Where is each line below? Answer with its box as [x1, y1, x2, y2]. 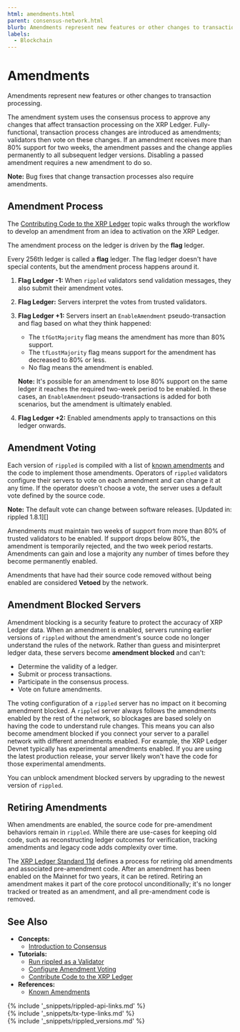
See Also [7, 916, 48, 928]
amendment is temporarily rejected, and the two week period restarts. [7, 541, 213, 550]
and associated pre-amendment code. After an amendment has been [7, 865, 211, 873]
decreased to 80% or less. [28, 355, 107, 364]
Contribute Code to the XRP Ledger [28, 973, 134, 981]
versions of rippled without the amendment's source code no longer [7, 633, 210, 641]
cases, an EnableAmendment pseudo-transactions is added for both [17, 392, 211, 401]
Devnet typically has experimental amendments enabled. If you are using [7, 744, 222, 753]
